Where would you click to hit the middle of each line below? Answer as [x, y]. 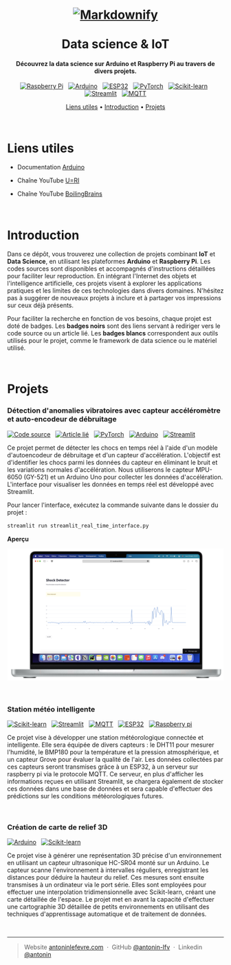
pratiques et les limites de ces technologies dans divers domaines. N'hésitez [115, 291]
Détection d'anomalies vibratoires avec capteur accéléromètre [114, 411]
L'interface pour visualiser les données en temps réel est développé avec [111, 484]
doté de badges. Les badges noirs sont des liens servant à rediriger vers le [114, 326]
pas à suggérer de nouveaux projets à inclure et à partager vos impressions [114, 298]
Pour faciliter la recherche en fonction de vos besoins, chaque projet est [109, 319]
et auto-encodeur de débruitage [62, 419]
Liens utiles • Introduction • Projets [115, 107]
